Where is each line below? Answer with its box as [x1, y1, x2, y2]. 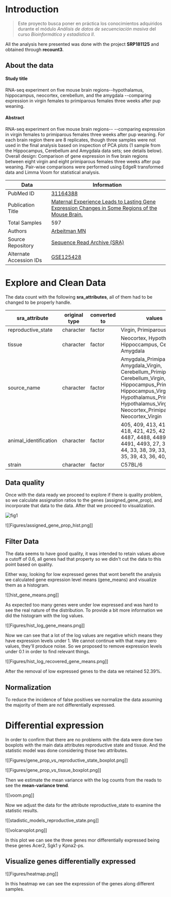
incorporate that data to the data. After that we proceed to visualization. [5, 503, 156, 509]
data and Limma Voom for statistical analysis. [5, 169, 100, 175]
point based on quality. [5, 561, 53, 568]
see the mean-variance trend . [5, 783, 70, 789]
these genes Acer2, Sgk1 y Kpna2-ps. [5, 843, 85, 849]
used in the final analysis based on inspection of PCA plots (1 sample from [5, 142, 161, 148]
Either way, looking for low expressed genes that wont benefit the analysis [5, 571, 161, 577]
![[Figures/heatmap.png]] [5, 871, 59, 877]
